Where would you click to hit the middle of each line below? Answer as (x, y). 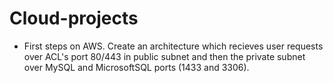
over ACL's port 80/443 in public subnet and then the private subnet (164, 56)
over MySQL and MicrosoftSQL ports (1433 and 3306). (136, 67)
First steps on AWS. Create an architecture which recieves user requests (173, 46)
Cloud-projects (74, 18)
